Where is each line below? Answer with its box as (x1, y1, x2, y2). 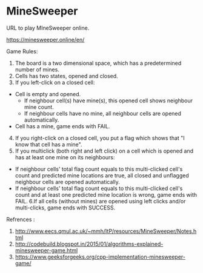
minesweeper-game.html (15, 246, 78, 254)
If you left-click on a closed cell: (15, 79, 95, 86)
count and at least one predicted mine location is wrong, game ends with (15, 191, 198, 198)
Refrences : (6, 215, 35, 223)
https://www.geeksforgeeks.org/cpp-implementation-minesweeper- (15, 253, 186, 260)
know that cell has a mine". (15, 140, 82, 148)
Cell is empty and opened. (15, 90, 81, 97)
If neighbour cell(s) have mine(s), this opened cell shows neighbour (24, 97, 193, 104)
